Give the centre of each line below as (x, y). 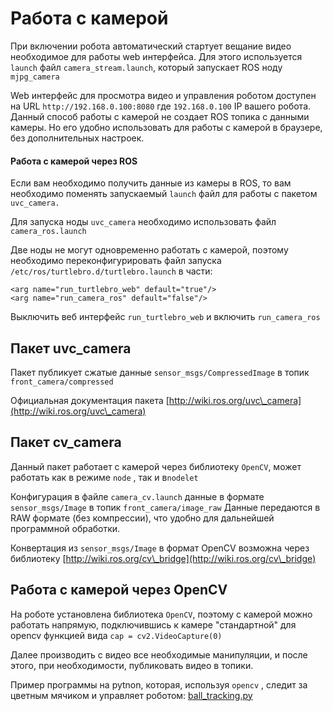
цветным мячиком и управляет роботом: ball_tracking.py (131, 695)
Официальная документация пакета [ (90, 400)
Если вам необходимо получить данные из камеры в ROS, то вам (151, 183)
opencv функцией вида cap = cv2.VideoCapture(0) (116, 635)
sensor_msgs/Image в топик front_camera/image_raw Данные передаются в (165, 507)
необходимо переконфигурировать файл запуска (116, 261)
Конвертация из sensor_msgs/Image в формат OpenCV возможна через (160, 548)
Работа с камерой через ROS (74, 161)
